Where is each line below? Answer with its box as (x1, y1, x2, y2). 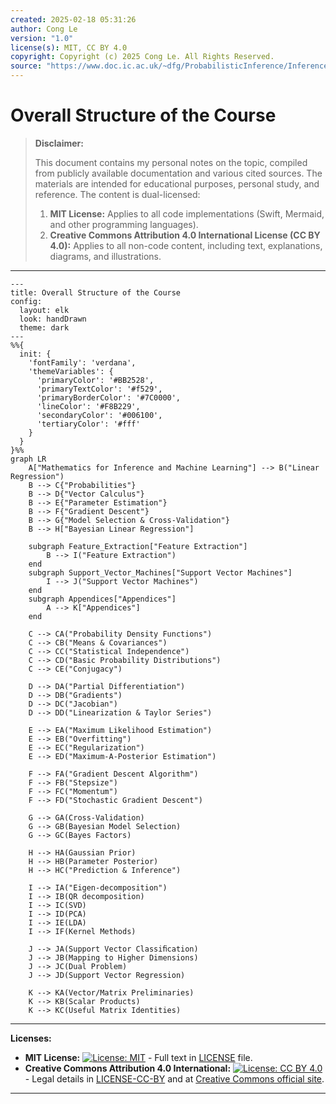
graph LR (10, 454, 47, 464)
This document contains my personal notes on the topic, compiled (34, 156, 308, 168)
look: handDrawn (19, 314, 87, 324)
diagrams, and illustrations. (49, 250, 162, 262)
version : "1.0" (10, 33, 74, 43)
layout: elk (19, 305, 70, 315)
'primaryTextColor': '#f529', (36, 384, 163, 394)
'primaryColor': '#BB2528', (36, 375, 155, 385)
